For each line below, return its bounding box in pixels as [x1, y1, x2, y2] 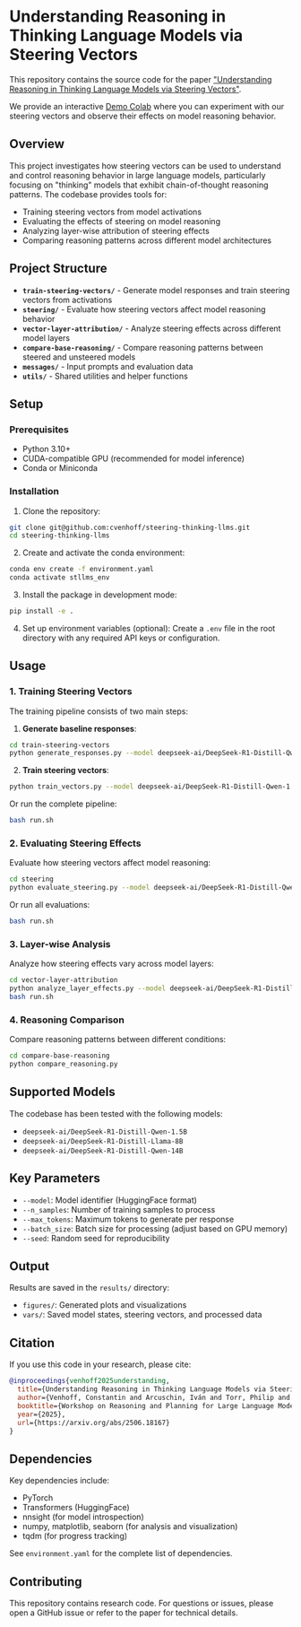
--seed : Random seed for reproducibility [21, 1232, 170, 1243]
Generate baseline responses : [21, 723, 137, 734]
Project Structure [9, 261, 107, 276]
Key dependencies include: [9, 1475, 110, 1486]
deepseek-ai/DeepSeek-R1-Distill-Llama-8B [21, 1136, 184, 1145]
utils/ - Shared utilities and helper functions [21, 370, 188, 381]
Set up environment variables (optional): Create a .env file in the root [21, 622, 276, 633]
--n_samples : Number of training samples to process [21, 1204, 216, 1214]
